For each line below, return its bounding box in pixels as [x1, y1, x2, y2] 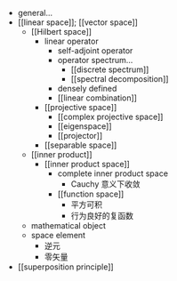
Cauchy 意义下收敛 [70, 179, 141, 189]
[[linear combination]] [57, 92, 138, 103]
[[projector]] [57, 131, 103, 140]
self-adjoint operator [57, 45, 133, 56]
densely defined [57, 84, 117, 93]
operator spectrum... [57, 55, 133, 65]
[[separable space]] [44, 140, 117, 150]
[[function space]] [57, 189, 125, 199]
